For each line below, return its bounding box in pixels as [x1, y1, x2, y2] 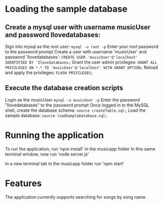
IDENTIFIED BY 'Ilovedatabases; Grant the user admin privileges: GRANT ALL [5, 59, 158, 65]
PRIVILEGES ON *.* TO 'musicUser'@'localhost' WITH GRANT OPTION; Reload [5, 65, 158, 70]
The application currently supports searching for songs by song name [5, 194, 145, 200]
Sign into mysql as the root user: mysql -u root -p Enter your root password [5, 44, 159, 50]
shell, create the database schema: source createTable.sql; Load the [5, 107, 146, 113]
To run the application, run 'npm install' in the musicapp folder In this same [5, 146, 155, 152]
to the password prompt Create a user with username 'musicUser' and [5, 49, 147, 54]
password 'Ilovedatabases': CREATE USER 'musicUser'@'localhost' [5, 54, 138, 60]
